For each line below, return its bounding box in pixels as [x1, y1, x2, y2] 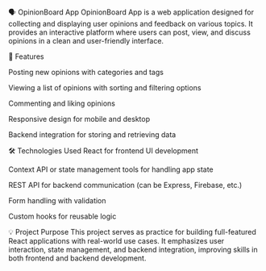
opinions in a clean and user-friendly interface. [8, 36, 164, 45]
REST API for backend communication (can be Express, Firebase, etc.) [8, 181, 243, 190]
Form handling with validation [8, 196, 106, 205]
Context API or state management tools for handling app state [8, 165, 214, 174]
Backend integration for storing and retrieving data [8, 130, 177, 140]
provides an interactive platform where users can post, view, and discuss [8, 27, 251, 37]
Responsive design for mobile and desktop [8, 115, 151, 123]
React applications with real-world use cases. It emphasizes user [8, 236, 225, 245]
